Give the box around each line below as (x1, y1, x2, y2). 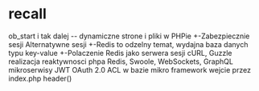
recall (8, 5, 47, 23)
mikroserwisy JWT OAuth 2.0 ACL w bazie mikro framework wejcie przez (8, 65, 252, 74)
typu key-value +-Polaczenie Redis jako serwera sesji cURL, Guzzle (8, 48, 232, 57)
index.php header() (8, 73, 72, 83)
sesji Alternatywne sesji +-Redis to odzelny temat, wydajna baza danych (8, 39, 249, 49)
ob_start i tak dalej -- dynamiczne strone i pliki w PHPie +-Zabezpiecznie (8, 31, 250, 41)
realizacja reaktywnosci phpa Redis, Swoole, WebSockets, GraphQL (8, 57, 233, 66)
